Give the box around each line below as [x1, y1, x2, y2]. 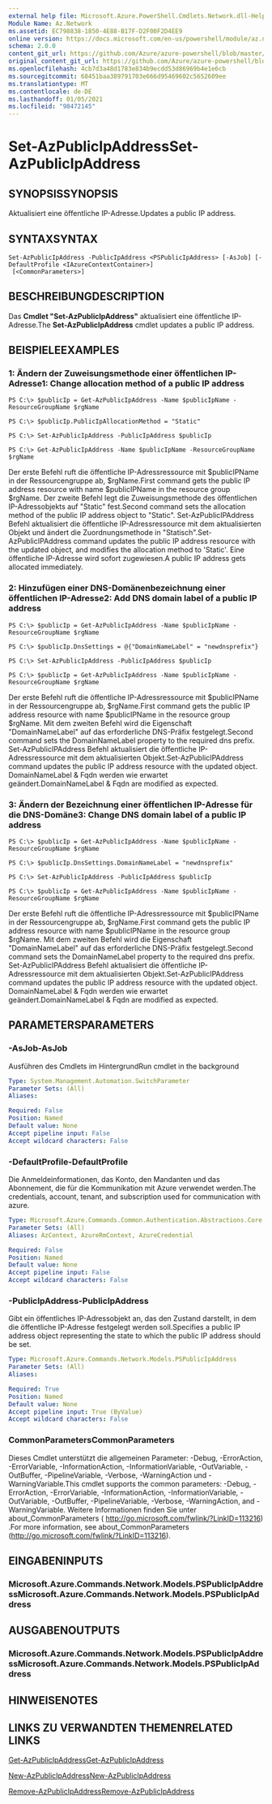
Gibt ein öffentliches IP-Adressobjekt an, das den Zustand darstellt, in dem [8, 1314, 257, 1323]
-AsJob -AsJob [8, 1042, 68, 1054]
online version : [8, 34, 63, 43]
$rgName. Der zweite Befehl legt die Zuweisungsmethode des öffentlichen [8, 493, 257, 503]
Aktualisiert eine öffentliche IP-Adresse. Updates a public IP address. [8, 209, 236, 218]
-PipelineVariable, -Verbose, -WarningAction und [44, 1470, 207, 1480]
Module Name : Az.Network [8, 19, 92, 28]
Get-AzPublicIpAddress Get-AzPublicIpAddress [8, 1755, 164, 1765]
